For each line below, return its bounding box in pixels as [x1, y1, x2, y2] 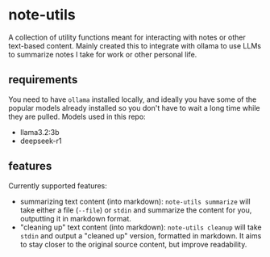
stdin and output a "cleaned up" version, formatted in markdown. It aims [19, 230, 262, 240]
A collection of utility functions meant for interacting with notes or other [8, 32, 246, 42]
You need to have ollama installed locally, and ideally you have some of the [8, 95, 257, 104]
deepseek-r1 [19, 136, 62, 145]
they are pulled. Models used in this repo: [8, 112, 147, 121]
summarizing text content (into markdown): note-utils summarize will [19, 196, 251, 206]
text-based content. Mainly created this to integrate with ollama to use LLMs [8, 40, 262, 50]
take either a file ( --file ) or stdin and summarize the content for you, [19, 204, 252, 215]
